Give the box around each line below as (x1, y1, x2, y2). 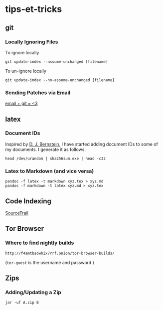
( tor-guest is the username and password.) (5, 259, 95, 265)
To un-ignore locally (5, 68, 46, 74)
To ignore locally (5, 49, 39, 55)
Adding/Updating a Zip (5, 289, 61, 296)
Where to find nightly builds (5, 239, 74, 246)
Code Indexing (5, 197, 51, 205)
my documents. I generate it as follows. (5, 146, 86, 153)
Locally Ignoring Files (5, 38, 58, 45)
